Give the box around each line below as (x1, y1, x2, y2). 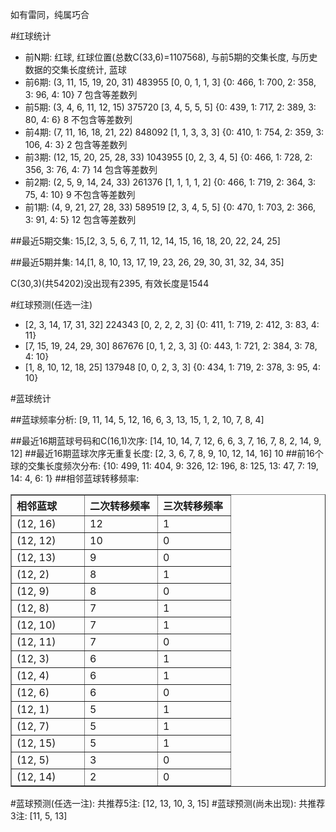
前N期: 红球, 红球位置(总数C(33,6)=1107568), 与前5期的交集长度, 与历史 (24, 51, 318, 63)
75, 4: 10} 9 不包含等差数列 (24, 189, 136, 200)
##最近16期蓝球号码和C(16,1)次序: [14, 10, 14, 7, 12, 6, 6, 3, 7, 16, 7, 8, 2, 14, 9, (10, 435, 322, 447)
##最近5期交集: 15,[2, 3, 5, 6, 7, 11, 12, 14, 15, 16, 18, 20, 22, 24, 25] (10, 235, 281, 247)
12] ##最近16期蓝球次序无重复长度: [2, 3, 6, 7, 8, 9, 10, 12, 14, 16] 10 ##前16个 (10, 448, 324, 459)
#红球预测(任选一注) (10, 299, 93, 310)
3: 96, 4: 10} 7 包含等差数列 (24, 89, 138, 100)
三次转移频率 (163, 499, 224, 513)
